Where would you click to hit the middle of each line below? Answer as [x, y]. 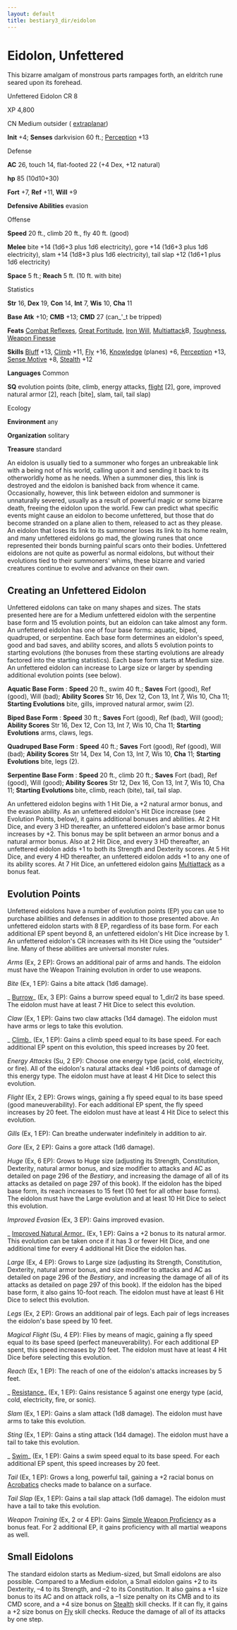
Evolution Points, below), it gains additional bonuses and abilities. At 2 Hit [114, 819]
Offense [19, 219]
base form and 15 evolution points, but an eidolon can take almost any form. [117, 623]
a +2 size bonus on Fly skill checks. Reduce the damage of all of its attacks [116, 1612]
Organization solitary [38, 435]
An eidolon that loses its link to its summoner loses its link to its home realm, [118, 531]
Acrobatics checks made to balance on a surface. [79, 1485]
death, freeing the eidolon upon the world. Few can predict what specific [113, 508]
